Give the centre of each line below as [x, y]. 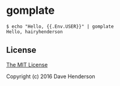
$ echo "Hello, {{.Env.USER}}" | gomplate [60, 26]
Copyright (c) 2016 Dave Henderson [51, 76]
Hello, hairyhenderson [34, 32]
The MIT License [27, 64]
